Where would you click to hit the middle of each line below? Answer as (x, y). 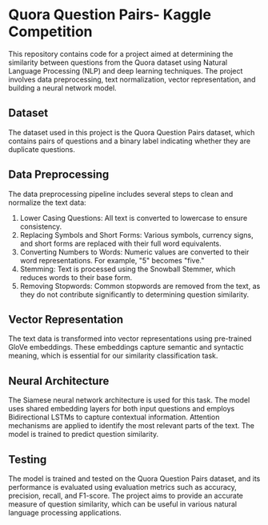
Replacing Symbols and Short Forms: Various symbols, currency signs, (136, 234)
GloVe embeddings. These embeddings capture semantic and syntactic (126, 347)
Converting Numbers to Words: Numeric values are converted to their (134, 252)
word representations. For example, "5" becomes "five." (112, 260)
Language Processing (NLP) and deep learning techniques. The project (126, 70)
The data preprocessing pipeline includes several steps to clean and (121, 194)
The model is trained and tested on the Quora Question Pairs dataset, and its (134, 479)
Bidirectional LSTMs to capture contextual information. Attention (114, 417)
